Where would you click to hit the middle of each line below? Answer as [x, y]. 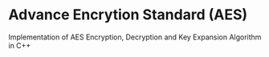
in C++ [20, 45]
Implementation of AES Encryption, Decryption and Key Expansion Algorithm [135, 37]
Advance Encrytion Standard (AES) [128, 15]
